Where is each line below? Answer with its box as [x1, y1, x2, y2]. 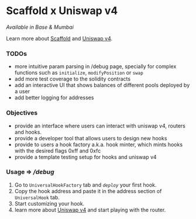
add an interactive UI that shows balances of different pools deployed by [14, 82, 190, 89]
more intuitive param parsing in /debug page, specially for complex [14, 63, 177, 70]
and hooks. [14, 128, 42, 136]
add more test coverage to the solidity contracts [14, 75, 130, 83]
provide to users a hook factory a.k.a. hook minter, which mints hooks [14, 141, 183, 148]
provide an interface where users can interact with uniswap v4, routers [14, 122, 185, 129]
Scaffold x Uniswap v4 [6, 4, 118, 18]
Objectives [6, 109, 38, 117]
